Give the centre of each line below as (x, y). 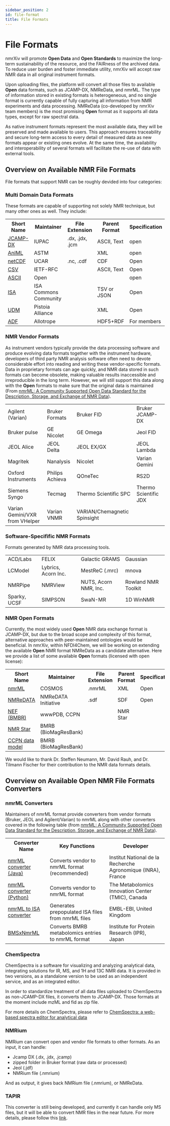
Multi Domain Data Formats (39, 195)
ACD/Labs (20, 559)
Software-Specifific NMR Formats (48, 536)
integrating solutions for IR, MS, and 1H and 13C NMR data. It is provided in (83, 971)
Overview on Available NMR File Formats (71, 170)
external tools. (20, 154)
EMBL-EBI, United (131, 909)
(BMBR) (17, 718)
